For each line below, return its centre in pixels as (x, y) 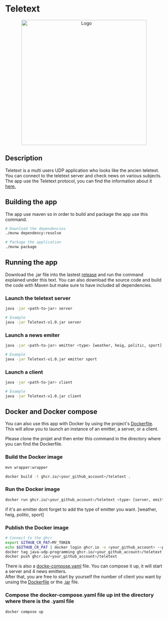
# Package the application (33, 242)
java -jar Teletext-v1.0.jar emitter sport (51, 359)
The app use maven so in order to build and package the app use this (77, 214)
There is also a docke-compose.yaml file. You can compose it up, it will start (84, 566)
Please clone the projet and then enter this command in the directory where (83, 439)
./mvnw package (21, 247)
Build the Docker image (34, 457)
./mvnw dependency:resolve (33, 233)
